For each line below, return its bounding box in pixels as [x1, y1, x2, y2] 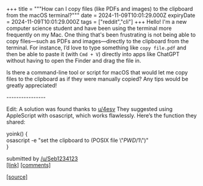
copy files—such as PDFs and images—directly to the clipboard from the [6, 38, 189, 45]
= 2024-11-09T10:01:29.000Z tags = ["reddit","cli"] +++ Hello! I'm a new [6, 18, 187, 25]
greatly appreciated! [6, 82, 57, 89]
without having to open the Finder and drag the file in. [6, 57, 141, 64]
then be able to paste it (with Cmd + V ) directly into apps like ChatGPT [6, 51, 180, 57]
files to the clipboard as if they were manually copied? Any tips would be [6, 76, 189, 82]
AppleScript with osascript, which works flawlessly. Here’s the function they [6, 112, 197, 119]
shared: [6, 118, 26, 126]
